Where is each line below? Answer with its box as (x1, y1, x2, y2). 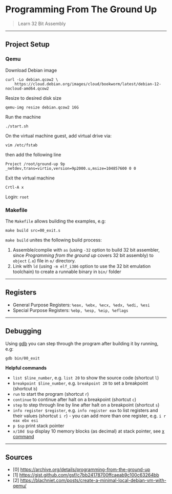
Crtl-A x (5, 185, 24, 190)
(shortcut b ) (12, 385, 37, 392)
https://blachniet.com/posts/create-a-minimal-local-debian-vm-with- (20, 477, 166, 484)
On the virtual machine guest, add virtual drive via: (5, 132, 112, 139)
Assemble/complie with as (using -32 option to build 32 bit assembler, (12, 246, 160, 253)
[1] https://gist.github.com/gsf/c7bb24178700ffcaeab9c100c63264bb (12, 472, 160, 478)
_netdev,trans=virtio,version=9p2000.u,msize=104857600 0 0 (5, 166, 137, 171)
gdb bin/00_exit (5, 355, 40, 361)
